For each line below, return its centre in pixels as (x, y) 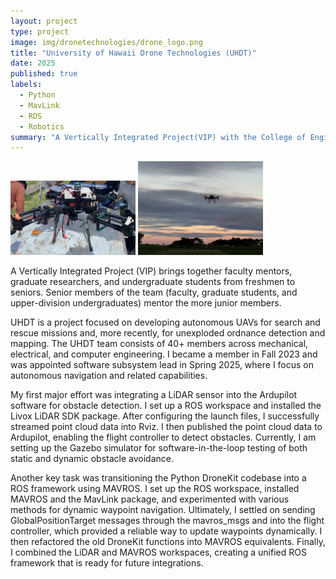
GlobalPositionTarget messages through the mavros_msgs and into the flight (167, 521)
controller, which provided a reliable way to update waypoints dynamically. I (166, 531)
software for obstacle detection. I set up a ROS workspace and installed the (166, 406)
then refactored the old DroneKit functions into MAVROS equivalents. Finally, (168, 542)
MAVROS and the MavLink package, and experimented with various (150, 499)
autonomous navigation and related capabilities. (109, 376)
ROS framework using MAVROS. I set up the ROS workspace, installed (155, 489)
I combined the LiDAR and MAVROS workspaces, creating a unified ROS (158, 552)
